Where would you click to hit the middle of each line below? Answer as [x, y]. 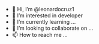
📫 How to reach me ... [40, 35]
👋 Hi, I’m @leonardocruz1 [43, 9]
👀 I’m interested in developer [47, 15]
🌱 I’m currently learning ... [44, 22]
